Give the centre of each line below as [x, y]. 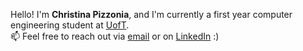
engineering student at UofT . [70, 25]
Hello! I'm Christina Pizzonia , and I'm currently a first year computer [151, 14]
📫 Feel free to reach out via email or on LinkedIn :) [115, 36]
